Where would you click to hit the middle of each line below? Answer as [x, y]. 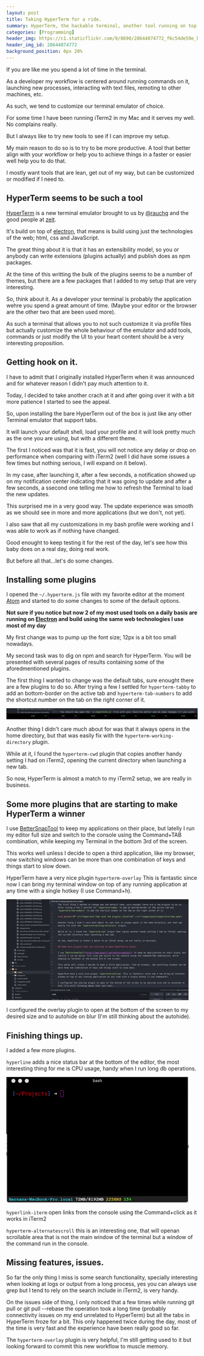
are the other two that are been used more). [61, 312]
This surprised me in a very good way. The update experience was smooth [100, 506]
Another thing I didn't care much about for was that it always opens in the [98, 729]
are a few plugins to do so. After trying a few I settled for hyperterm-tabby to [101, 687]
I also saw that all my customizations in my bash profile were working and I [100, 524]
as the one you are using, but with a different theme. [72, 438]
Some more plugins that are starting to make [92, 804]
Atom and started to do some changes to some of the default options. [93, 601]
